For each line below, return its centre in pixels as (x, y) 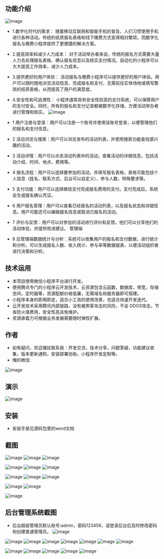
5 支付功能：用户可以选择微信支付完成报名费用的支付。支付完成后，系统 (85, 189)
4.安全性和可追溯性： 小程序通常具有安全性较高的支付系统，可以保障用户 (86, 100)
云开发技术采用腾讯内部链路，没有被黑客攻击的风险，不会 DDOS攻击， (83, 306)
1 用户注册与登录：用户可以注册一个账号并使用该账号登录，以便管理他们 (85, 122)
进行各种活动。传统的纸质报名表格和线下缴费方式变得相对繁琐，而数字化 (85, 37)
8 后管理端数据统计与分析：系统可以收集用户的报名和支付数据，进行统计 (85, 239)
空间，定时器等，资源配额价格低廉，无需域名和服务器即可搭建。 (77, 293)
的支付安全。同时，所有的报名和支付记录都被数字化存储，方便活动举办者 (85, 105)
